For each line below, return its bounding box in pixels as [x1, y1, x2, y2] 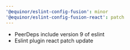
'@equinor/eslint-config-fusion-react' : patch [5, 14, 125, 20]
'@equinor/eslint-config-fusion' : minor [5, 8, 109, 15]
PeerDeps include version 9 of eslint [14, 30, 105, 37]
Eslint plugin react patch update [14, 37, 94, 44]
